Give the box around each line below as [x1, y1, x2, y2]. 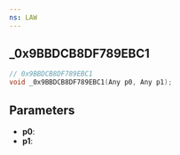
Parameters [9, 102, 75, 118]
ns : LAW [9, 12, 38, 22]
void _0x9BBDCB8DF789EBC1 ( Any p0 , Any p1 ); [9, 77, 173, 87]
